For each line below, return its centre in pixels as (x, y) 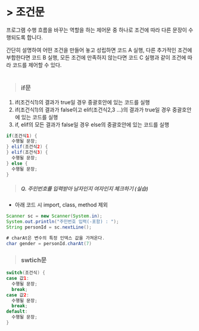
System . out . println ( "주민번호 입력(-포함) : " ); (63, 222)
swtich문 (34, 260)
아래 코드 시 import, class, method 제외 (61, 205)
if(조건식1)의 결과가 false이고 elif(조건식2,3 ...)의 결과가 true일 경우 (93, 109)
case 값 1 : (18, 279)
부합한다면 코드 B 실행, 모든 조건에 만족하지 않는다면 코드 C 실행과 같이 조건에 (96, 57)
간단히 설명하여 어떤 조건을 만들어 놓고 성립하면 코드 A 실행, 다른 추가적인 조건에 (99, 50)
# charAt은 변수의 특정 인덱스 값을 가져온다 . (56, 238)
